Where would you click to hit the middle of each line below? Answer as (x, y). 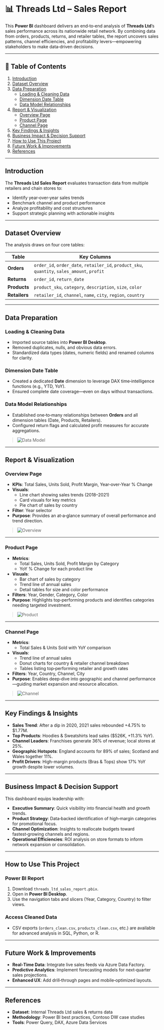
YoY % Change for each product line (56, 569)
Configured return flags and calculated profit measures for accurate (80, 425)
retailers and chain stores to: (34, 188)
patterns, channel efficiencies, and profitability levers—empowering (73, 41)
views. (19, 904)
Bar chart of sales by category (50, 579)
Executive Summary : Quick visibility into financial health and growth (81, 808)
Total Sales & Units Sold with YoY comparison (65, 648)
